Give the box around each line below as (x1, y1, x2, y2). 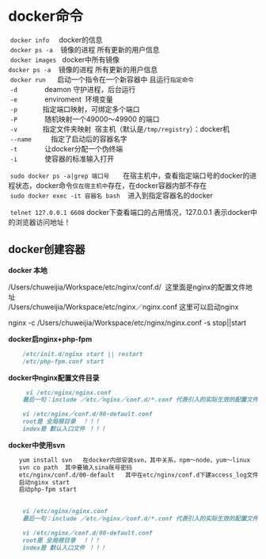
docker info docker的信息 (9, 35, 103, 44)
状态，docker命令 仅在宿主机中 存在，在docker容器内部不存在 (14, 180, 207, 190)
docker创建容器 (8, 243, 85, 256)
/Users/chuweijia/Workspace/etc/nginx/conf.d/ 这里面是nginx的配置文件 (8, 282, 246, 292)
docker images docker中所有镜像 (9, 55, 120, 64)
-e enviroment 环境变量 (9, 94, 113, 104)
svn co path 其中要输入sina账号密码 (18, 463, 133, 472)
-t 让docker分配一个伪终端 (9, 144, 123, 153)
